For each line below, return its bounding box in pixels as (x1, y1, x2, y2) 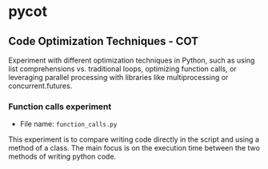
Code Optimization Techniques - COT (8, 34, 198, 48)
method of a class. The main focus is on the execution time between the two (8, 143, 260, 153)
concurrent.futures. (8, 81, 73, 91)
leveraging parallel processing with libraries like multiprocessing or (8, 73, 229, 82)
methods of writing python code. (8, 151, 117, 162)
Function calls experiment (8, 101, 112, 112)
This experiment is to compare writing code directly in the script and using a (8, 135, 260, 144)
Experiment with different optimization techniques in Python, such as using (8, 55, 255, 65)
